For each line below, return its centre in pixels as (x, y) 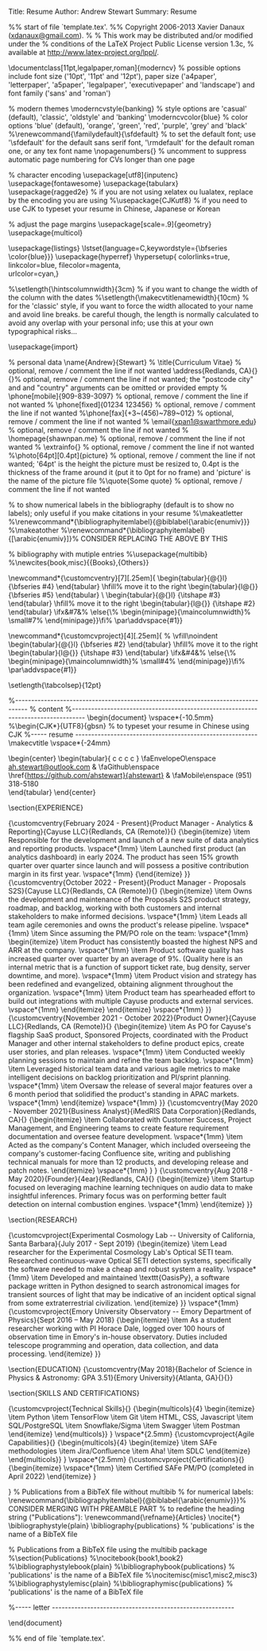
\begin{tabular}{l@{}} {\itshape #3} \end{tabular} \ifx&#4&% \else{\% (122, 653)
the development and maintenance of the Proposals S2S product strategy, (130, 899)
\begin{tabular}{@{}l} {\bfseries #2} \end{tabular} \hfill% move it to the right (133, 644)
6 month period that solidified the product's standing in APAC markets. (124, 1094)
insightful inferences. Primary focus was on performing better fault (117, 1196)
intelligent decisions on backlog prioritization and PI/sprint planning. (120, 1077)
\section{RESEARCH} (43, 1220)
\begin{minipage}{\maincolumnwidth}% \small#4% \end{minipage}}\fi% (127, 661)
